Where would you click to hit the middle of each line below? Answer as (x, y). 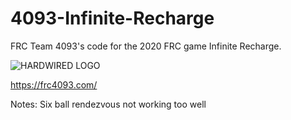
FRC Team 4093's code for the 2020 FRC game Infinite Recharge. (146, 46)
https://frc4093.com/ (54, 84)
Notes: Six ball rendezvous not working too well (108, 104)
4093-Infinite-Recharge (112, 18)
